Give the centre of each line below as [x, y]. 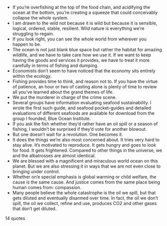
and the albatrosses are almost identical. [54, 156]
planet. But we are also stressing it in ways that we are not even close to [86, 166]
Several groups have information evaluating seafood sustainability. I [82, 103]
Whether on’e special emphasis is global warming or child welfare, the [84, 177]
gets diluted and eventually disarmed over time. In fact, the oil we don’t [85, 198]
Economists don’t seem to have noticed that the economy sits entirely [84, 71]
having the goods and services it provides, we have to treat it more [81, 60]
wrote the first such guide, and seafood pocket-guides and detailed [82, 108]
